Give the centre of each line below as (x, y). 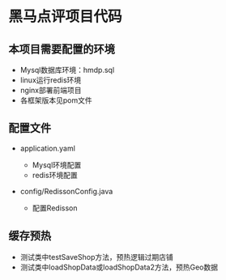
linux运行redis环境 (51, 80)
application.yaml (47, 148)
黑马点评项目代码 (66, 17)
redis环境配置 (55, 175)
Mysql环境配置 (57, 165)
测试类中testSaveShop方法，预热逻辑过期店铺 (96, 257)
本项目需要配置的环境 (62, 49)
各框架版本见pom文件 (56, 100)
